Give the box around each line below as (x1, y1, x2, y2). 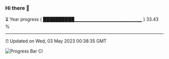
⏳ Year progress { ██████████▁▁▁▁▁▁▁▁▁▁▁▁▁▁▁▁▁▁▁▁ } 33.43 (5, 16, 159, 22)
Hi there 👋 (5, 5, 30, 12)
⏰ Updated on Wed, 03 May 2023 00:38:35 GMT (5, 38, 107, 44)
